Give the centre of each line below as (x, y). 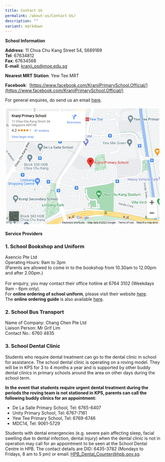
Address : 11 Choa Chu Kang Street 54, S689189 (54, 50)
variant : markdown (24, 26)
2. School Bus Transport (34, 312)
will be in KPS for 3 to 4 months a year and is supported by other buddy (78, 367)
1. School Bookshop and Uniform (45, 246)
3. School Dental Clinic (33, 346)
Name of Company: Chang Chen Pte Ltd (46, 323)
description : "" (22, 21)
